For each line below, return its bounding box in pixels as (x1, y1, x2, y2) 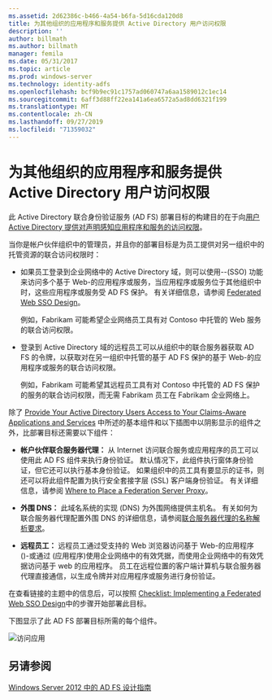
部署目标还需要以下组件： (29, 427, 115, 437)
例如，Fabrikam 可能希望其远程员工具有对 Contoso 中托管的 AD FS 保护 (19, 379, 260, 389)
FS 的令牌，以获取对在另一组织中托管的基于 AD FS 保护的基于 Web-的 (19, 352, 254, 362)
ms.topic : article (8, 65, 71, 73)
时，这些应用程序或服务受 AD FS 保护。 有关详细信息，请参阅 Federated (19, 287, 261, 297)
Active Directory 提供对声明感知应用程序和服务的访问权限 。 (8, 221, 207, 232)
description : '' (8, 27, 63, 35)
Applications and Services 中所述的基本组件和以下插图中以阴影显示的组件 (8, 417, 254, 427)
